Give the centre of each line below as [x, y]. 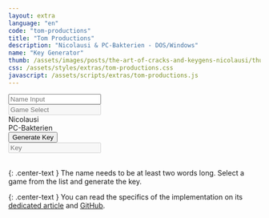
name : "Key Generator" [46, 53]
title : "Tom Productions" [51, 38]
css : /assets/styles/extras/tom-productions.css [91, 68]
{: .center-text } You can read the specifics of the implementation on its [125, 196]
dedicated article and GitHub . [57, 205]
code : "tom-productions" [50, 30]
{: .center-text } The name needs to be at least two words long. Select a [126, 172]
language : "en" [34, 23]
